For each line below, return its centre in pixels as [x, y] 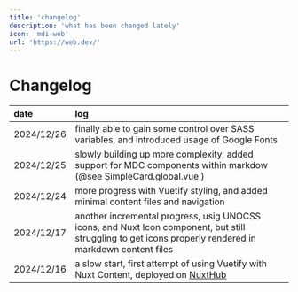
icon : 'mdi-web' [39, 34]
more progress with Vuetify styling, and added [171, 191]
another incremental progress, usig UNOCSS [168, 216]
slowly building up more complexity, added [165, 154]
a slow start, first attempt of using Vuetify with [171, 264]
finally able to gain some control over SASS [165, 129]
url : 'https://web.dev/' [55, 42]
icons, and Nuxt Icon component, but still [160, 227]
